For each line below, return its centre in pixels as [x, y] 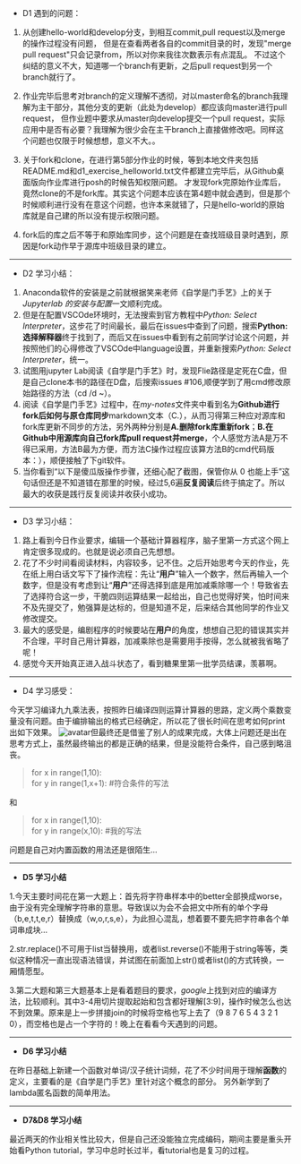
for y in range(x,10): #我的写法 [86, 830]
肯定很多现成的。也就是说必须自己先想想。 [101, 552]
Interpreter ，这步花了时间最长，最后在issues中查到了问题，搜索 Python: [155, 326]
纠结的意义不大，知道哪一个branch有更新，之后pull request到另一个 [147, 66]
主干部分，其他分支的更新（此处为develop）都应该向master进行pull [163, 107]
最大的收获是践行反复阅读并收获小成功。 [97, 494]
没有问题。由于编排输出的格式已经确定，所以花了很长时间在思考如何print [151, 721]
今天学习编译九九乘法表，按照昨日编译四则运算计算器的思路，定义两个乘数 [146, 710]
